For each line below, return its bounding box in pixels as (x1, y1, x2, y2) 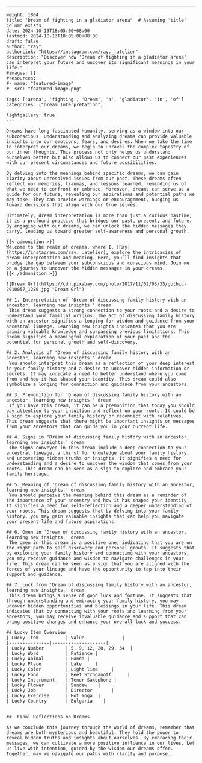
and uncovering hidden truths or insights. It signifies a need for (6, 455, 182, 461)
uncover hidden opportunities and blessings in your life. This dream (6, 603, 187, 609)
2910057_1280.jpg (6, 287, 50, 293)
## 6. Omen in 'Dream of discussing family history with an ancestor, (6, 529, 187, 535)
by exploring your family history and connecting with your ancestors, (6, 550, 189, 556)
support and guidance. (6, 571, 63, 577)
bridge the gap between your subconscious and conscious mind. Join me (6, 260, 189, 266)
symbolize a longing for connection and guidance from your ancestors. (6, 381, 189, 387)
